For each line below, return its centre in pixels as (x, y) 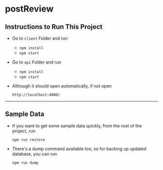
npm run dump (25, 163)
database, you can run (34, 154)
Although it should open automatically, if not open (62, 86)
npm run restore (28, 140)
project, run (24, 131)
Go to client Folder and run (40, 38)
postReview (29, 9)
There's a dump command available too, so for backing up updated (79, 149)
